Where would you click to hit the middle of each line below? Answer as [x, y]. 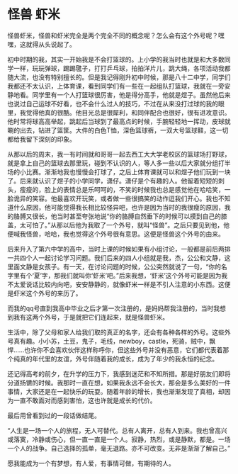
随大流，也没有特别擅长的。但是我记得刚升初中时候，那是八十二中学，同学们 [119, 77]
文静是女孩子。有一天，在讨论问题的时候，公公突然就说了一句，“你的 [120, 266]
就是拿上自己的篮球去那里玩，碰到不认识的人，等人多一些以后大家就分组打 [116, 163]
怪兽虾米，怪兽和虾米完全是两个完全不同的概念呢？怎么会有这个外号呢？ [113, 35]
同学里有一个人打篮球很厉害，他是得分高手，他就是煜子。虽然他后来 [131, 95]
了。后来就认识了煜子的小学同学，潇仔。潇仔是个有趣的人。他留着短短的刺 [116, 181]
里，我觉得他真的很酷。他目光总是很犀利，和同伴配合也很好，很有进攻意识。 [119, 112]
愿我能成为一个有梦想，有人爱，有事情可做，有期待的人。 [91, 463]
